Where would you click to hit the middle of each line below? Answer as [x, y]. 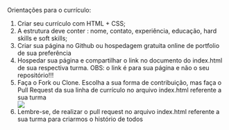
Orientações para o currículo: [49, 10]
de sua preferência [44, 53]
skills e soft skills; [42, 38]
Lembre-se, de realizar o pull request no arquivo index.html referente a [118, 112]
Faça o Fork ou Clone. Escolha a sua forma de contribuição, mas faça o [119, 82]
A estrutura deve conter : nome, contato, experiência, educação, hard [117, 31]
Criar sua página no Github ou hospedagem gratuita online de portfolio [118, 46]
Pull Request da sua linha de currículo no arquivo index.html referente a [119, 90]
